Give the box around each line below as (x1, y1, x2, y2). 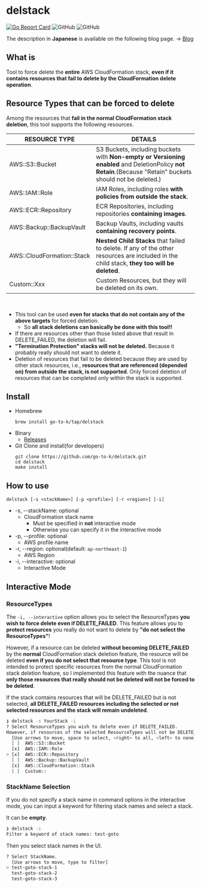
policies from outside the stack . (96, 192, 188, 201)
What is (6, 52, 36, 63)
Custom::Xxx (9, 280, 45, 288)
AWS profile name (23, 539, 69, 546)
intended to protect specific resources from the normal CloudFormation (6, 663, 182, 670)
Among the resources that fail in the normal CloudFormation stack (6, 114, 172, 122)
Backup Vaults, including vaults (96, 219, 184, 228)
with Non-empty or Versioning (96, 152, 185, 161)
